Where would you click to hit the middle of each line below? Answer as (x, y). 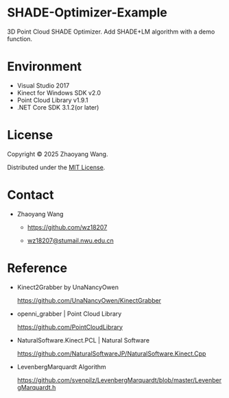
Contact (31, 195)
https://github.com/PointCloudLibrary (70, 327)
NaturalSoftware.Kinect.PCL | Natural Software (83, 340)
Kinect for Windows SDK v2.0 (59, 92)
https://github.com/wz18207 (67, 227)
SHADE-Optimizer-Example (87, 13)
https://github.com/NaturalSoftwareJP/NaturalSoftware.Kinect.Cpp (111, 353)
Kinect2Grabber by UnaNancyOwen (68, 287)
